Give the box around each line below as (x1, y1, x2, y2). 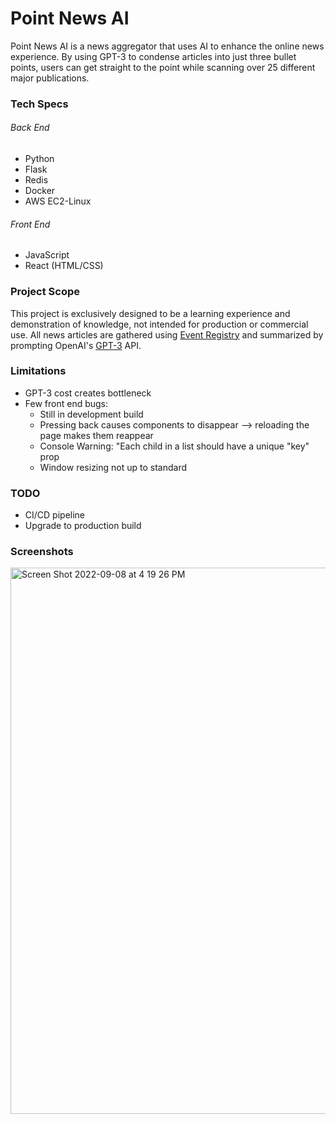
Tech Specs (10, 97, 69, 111)
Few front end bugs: (24, 397, 109, 409)
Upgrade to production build (24, 520, 142, 532)
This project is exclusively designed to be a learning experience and (10, 307, 291, 319)
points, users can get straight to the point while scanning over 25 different (10, 61, 316, 73)
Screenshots (10, 545, 74, 559)
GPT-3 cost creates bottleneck (24, 387, 152, 399)
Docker (24, 185, 56, 197)
